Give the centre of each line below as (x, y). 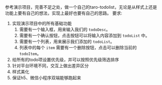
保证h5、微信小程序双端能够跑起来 (47, 78)
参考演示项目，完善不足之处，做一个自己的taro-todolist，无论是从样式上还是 (81, 7)
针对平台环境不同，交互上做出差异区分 (50, 66)
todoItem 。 (30, 54)
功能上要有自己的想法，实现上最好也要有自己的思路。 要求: (64, 13)
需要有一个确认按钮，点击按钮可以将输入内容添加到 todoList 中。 (84, 35)
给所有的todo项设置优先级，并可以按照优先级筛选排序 (65, 60)
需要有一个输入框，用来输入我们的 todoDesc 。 (65, 29)
